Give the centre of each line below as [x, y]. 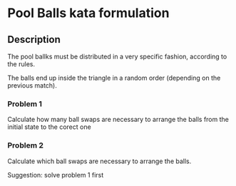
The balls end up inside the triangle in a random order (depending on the [114, 78]
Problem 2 [26, 145]
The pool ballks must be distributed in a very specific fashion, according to [117, 56]
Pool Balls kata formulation [88, 13]
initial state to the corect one [49, 127]
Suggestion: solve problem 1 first [56, 175]
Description [34, 40]
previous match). [32, 86]
